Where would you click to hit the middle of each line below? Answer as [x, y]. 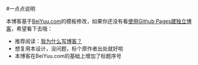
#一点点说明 [21, 9]
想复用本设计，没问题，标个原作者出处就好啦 [69, 48]
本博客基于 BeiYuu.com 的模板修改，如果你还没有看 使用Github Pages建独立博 [99, 21]
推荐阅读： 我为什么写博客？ [48, 41]
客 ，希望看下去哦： [29, 29]
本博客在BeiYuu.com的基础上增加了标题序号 [68, 56]
